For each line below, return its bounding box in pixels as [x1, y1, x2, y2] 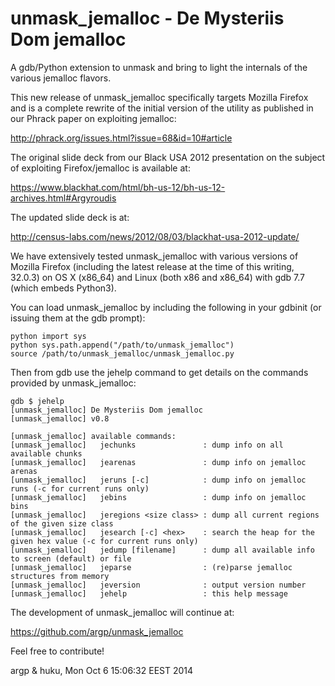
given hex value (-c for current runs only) [10, 536, 199, 546]
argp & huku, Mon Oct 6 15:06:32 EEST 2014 [10, 664, 194, 676]
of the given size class [10, 518, 114, 529]
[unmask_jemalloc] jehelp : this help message [10, 588, 288, 599]
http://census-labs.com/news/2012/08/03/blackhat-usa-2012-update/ [10, 230, 300, 242]
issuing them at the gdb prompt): [10, 312, 146, 324]
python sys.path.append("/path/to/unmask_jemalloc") [10, 340, 235, 350]
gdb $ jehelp [10, 396, 65, 406]
